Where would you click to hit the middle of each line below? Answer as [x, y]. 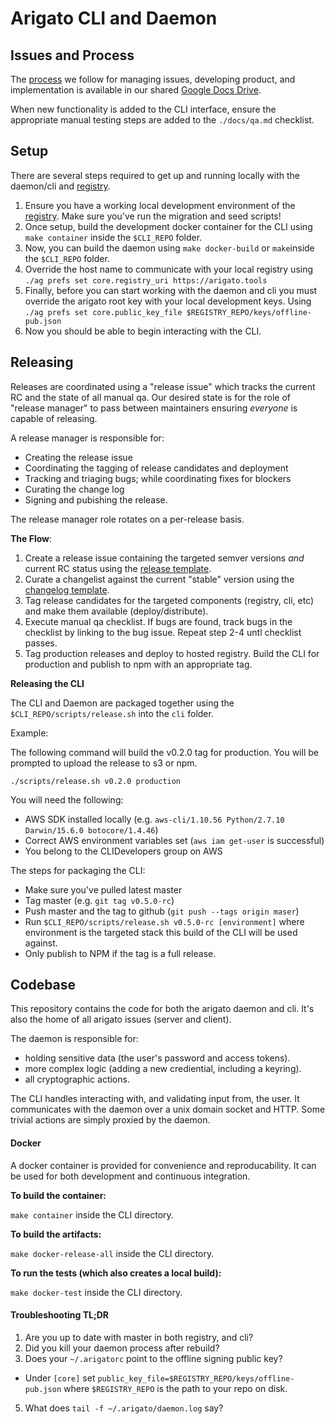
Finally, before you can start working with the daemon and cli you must [171, 290]
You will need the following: [67, 799]
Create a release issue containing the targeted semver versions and [164, 558]
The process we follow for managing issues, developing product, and [153, 79]
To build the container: [58, 1195]
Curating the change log [74, 489]
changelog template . [67, 589]
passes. [41, 643]
